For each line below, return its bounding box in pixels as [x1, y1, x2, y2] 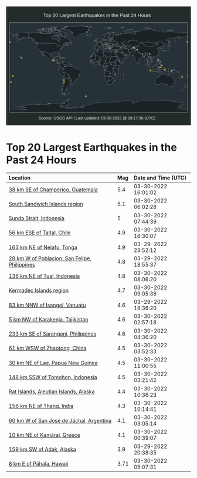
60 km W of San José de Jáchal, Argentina [8, 417, 112, 424]
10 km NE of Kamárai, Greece [8, 431, 81, 439]
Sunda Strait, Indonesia [8, 215, 64, 222]
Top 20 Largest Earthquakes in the [6, 141, 177, 154]
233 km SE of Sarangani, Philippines [8, 330, 97, 337]
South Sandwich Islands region [8, 200, 84, 207]
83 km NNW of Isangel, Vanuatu [8, 301, 86, 308]
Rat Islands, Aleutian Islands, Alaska [8, 388, 95, 395]
